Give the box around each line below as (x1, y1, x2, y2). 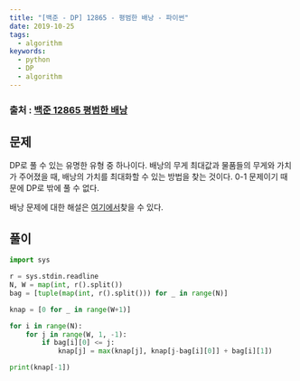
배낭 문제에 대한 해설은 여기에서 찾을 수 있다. (9, 202, 164, 213)
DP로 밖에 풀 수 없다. (25, 183, 99, 194)
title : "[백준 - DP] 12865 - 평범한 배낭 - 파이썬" (9, 13, 190, 23)
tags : (9, 30, 30, 39)
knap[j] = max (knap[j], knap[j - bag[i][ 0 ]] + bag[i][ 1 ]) (57, 347, 273, 356)
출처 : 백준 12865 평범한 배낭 (9, 103, 128, 116)
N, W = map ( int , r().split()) (9, 281, 124, 290)
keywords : (9, 47, 47, 56)
